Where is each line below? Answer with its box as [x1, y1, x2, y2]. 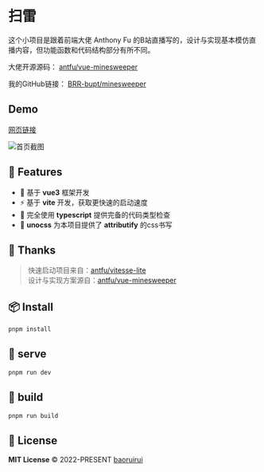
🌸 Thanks [8, 243, 56, 257]
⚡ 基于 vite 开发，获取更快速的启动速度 [19, 197, 149, 207]
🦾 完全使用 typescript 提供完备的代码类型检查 [19, 210, 171, 219]
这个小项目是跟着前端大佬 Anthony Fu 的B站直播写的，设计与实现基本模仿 [8, 35, 250, 45]
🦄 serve [8, 348, 47, 361]
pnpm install [8, 325, 52, 333]
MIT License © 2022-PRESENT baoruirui [8, 455, 143, 465]
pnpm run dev [8, 368, 52, 376]
